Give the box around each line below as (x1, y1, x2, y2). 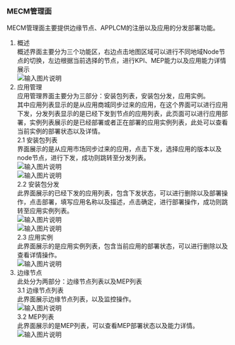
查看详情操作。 (16, 251, 61, 259)
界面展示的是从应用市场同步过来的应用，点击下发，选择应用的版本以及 (16, 145, 222, 153)
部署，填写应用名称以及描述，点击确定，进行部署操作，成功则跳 (41, 198, 228, 206)
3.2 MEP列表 (16, 312, 55, 321)
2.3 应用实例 (16, 233, 54, 242)
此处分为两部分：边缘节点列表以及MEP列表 (16, 277, 142, 286)
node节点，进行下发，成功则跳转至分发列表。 (16, 153, 150, 162)
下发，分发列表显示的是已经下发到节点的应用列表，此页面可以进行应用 (16, 110, 222, 118)
